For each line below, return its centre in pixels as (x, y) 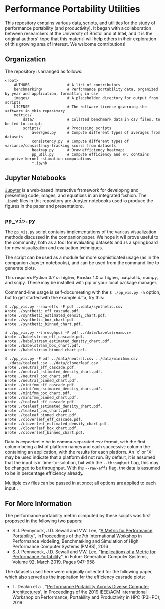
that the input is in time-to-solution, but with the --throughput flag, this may (82, 463)
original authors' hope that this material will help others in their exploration (81, 39)
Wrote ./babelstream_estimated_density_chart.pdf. (58, 341)
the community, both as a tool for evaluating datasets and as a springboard (82, 243)
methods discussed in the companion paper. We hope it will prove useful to (82, 237)
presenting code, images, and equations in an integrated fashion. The (76, 195)
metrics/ (23, 115)
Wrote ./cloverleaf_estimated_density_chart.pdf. (57, 424)
